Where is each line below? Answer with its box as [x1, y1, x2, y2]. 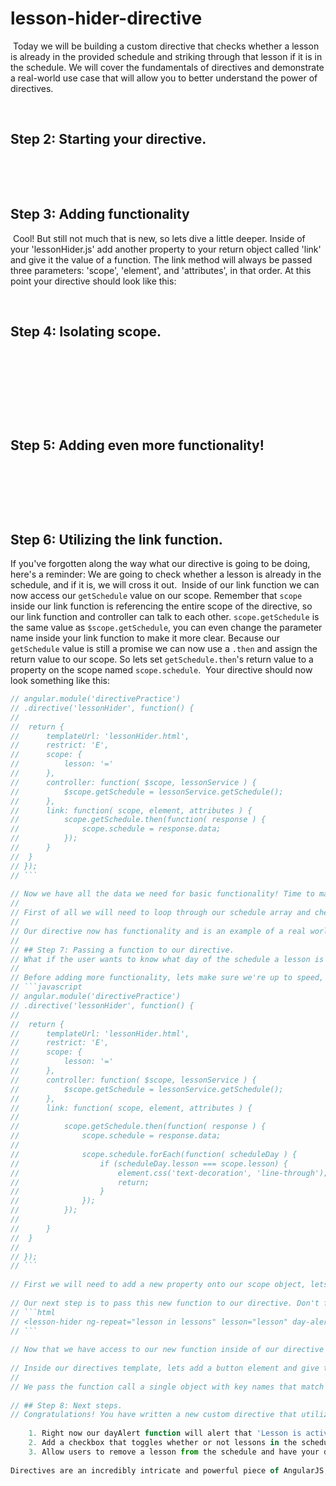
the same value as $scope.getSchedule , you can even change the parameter [10, 622, 323, 633]
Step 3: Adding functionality [10, 206, 190, 223]
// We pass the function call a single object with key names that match [10, 1382, 325, 1392]
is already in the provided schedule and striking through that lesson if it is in [10, 50, 323, 62]
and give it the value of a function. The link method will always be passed [10, 253, 313, 266]
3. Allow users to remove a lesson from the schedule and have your [28, 1447, 320, 1457]
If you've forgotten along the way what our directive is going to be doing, [10, 558, 311, 569]
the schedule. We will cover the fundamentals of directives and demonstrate [10, 61, 325, 73]
